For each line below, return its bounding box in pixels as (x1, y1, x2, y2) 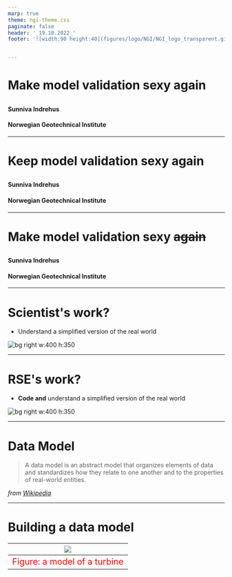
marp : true (8, 10, 39, 17)
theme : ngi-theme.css (8, 17, 70, 23)
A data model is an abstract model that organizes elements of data (24, 461, 213, 469)
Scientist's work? (8, 305, 110, 321)
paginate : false (8, 23, 54, 30)
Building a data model (8, 520, 134, 535)
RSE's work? (8, 372, 81, 387)
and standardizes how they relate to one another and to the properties (24, 468, 224, 476)
